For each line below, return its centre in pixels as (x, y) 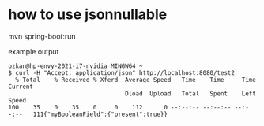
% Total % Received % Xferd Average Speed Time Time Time (136, 80)
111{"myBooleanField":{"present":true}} (100, 114)
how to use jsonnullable (88, 15)
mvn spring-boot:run (42, 36)
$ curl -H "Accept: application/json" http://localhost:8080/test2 (122, 72)
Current (21, 87)
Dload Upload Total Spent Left (191, 93)
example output (34, 51)
